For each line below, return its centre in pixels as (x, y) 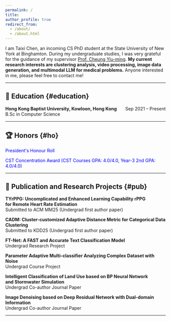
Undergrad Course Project (33, 267)
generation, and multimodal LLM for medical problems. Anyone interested (84, 70)
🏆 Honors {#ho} (32, 136)
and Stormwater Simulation (35, 282)
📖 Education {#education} (47, 96)
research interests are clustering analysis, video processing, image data (83, 65)
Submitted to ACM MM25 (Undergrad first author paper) (64, 210)
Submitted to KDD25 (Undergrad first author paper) (59, 231)
